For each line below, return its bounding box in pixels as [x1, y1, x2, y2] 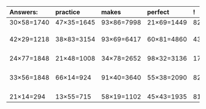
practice [55, 8, 80, 16]
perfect [147, 8, 170, 16]
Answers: [9, 8, 38, 16]
